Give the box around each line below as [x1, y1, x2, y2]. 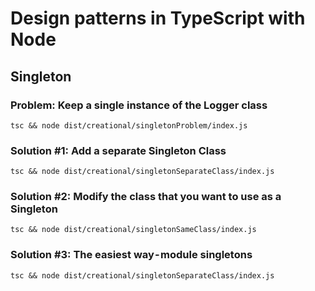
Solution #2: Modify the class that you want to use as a [10, 190, 282, 204]
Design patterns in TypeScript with [10, 7, 306, 30]
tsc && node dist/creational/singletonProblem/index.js [10, 120, 248, 131]
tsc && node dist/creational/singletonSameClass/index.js [10, 225, 257, 235]
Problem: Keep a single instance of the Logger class [10, 98, 268, 112]
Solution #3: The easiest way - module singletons [10, 248, 253, 262]
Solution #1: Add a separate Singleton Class [10, 143, 227, 157]
